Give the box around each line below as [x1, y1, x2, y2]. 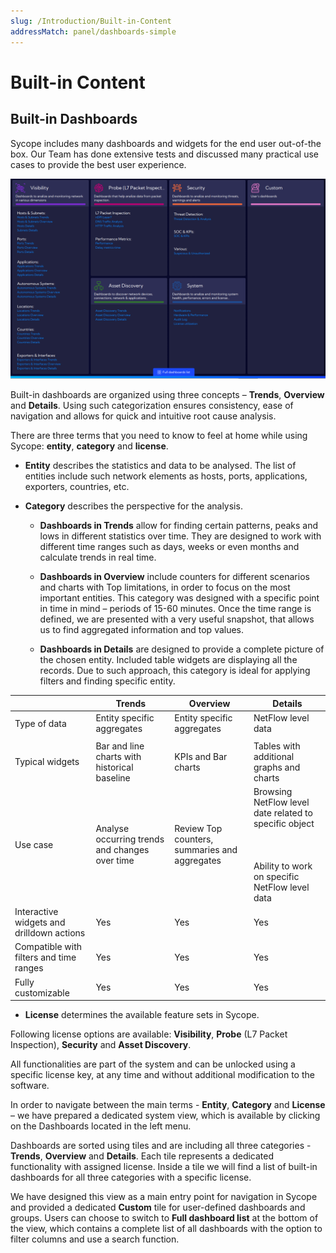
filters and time [14, 951, 77, 964]
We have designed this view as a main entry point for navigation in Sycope [10, 1191, 318, 1203]
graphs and [253, 761, 301, 773]
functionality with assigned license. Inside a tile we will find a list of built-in [10, 1161, 318, 1173]
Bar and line [95, 740, 145, 752]
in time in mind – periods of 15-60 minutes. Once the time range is [39, 603, 312, 615]
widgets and [14, 916, 66, 929]
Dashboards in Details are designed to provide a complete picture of [39, 643, 325, 655]
